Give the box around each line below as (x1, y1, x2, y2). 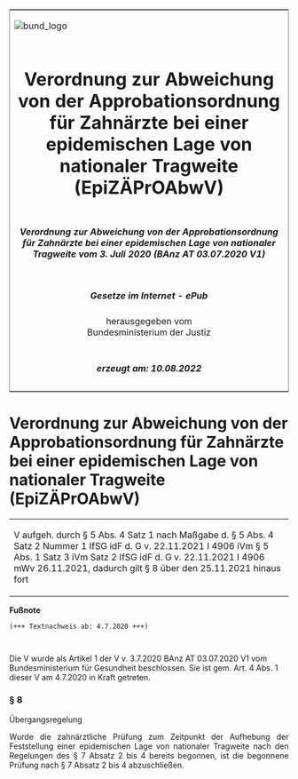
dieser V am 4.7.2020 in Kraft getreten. (9, 672, 151, 682)
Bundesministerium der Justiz (87, 326, 211, 338)
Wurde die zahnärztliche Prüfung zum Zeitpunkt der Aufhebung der (9, 731, 289, 742)
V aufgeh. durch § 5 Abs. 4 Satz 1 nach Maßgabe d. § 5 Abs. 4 (13, 529, 274, 541)
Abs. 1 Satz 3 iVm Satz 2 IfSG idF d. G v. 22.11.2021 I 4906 (13, 551, 265, 563)
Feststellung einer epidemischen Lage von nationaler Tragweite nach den (9, 741, 289, 751)
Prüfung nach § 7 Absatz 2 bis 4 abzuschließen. (9, 759, 184, 770)
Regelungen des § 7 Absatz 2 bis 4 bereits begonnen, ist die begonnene (9, 750, 289, 760)
